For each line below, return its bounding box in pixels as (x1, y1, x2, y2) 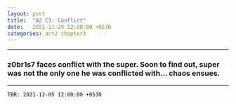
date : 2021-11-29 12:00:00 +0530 (7, 23, 112, 30)
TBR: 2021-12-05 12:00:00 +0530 (7, 91, 102, 98)
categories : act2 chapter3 (7, 30, 86, 37)
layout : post (7, 10, 46, 18)
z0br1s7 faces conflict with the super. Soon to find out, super (7, 60, 220, 70)
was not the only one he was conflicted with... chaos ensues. (7, 68, 220, 78)
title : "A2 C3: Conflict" (7, 17, 86, 24)
